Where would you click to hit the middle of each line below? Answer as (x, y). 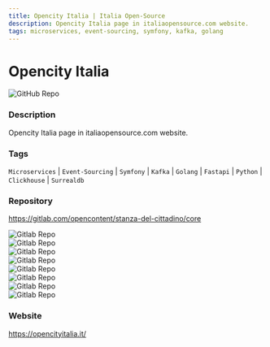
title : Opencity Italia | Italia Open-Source (87, 16)
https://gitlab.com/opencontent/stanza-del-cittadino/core (105, 219)
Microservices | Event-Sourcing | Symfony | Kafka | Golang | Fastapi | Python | (135, 171)
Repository (30, 201)
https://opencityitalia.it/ (48, 333)
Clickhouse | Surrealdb (46, 180)
